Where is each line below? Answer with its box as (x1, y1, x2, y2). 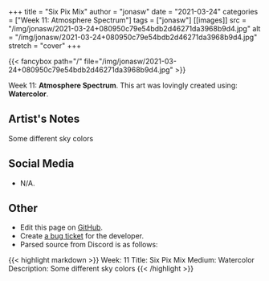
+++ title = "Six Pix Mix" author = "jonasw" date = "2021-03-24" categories (8, 7, 259, 16)
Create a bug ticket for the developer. (19, 231, 145, 241)
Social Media (8, 157, 75, 171)
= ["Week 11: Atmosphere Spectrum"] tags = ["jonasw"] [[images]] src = (8, 15, 247, 25)
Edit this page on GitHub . (19, 222, 103, 232)
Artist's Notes (8, 112, 80, 126)
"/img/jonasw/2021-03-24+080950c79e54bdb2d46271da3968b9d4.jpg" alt (8, 24, 261, 33)
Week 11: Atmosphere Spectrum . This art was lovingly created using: (8, 80, 238, 90)
